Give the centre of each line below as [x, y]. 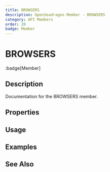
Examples [21, 147]
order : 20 [16, 24]
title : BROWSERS [22, 10]
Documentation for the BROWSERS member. [51, 96]
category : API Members [29, 19]
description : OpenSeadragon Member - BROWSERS [55, 15]
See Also [20, 164]
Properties [22, 112]
